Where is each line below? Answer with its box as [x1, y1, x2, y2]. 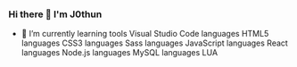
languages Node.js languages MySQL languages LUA [21, 47, 219, 58]
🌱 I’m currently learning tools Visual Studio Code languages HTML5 [21, 29, 269, 39]
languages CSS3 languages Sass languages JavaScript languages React [21, 38, 289, 48]
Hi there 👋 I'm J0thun [8, 8, 103, 21]
